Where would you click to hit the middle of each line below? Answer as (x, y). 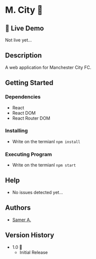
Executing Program (29, 154)
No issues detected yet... (37, 192)
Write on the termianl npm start (44, 165)
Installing (16, 131)
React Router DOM (31, 118)
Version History (30, 235)
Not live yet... (18, 40)
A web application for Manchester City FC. (48, 67)
